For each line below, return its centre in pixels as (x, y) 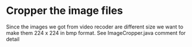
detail (13, 39)
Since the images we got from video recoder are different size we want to (95, 27)
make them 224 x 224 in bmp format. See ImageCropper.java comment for (96, 32)
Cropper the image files (64, 11)
